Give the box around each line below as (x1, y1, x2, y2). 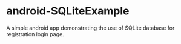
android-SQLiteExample (6, 4, 130, 18)
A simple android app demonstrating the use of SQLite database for (6, 24, 175, 31)
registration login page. (6, 30, 65, 37)
